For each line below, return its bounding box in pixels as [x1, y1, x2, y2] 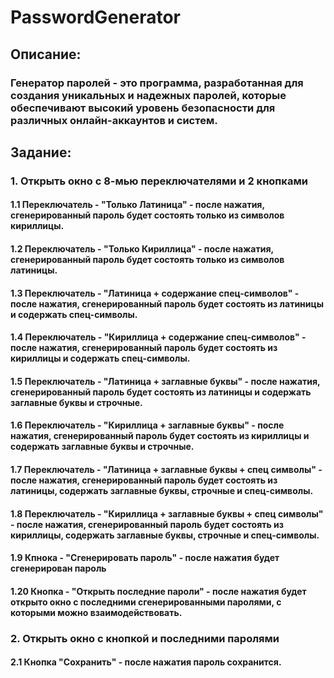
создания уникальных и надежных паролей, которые [10, 88, 287, 102]
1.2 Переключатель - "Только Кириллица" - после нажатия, [10, 243, 274, 255]
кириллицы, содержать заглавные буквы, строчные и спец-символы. [10, 529, 320, 541]
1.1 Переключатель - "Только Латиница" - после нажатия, [10, 199, 265, 211]
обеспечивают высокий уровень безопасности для [10, 101, 276, 115]
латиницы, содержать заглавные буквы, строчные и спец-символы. [10, 484, 314, 496]
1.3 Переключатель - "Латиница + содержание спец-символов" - [10, 287, 300, 299]
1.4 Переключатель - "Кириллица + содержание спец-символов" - [10, 331, 307, 343]
